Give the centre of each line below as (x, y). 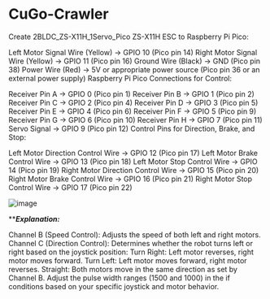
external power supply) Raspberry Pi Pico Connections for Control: (120, 78)
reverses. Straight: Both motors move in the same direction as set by (123, 269)
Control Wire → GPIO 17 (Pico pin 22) (70, 187)
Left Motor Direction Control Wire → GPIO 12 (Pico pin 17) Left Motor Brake (133, 153)
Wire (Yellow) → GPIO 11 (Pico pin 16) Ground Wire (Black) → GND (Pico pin (135, 61)
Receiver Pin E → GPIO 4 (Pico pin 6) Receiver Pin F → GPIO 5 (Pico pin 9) (133, 111)
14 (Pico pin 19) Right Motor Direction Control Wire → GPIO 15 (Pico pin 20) (134, 170)
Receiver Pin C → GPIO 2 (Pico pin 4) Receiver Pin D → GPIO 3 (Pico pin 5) (133, 102)
